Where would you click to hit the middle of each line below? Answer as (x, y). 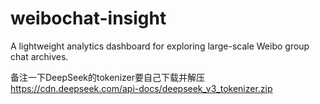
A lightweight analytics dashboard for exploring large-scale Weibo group (160, 46)
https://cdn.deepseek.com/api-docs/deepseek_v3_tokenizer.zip (141, 88)
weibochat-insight (88, 18)
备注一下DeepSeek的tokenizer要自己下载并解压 (107, 77)
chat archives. (39, 56)
